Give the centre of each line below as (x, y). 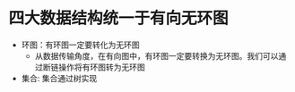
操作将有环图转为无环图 (102, 67)
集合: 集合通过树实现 (59, 78)
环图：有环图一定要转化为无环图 (80, 45)
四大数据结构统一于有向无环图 (119, 18)
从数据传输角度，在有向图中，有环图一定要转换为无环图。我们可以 (156, 55)
